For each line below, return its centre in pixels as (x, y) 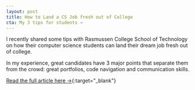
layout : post (22, 11)
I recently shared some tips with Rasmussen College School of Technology (97, 39)
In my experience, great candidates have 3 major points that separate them (97, 63)
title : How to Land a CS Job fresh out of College (70, 17)
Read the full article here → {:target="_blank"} (61, 81)
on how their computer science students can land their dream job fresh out (97, 45)
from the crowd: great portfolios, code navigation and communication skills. (98, 69)
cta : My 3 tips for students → (44, 22)
